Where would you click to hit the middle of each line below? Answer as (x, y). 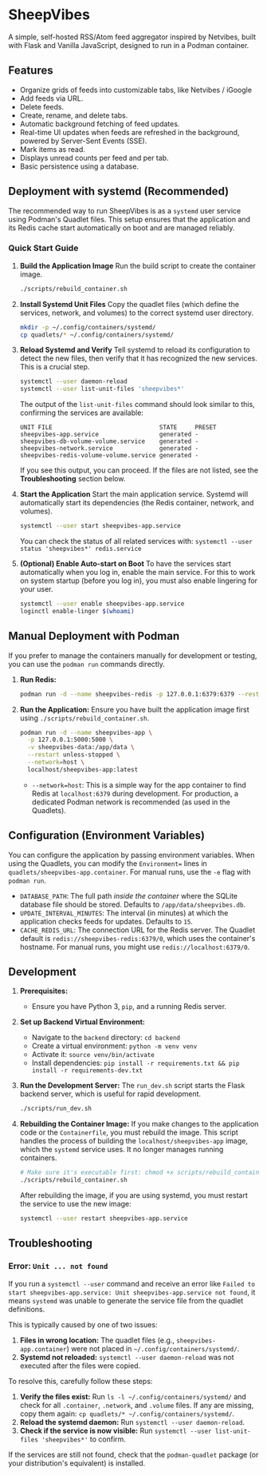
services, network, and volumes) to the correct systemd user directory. (136, 313)
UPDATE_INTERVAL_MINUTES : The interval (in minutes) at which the (124, 912)
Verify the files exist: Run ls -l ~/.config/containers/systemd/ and (133, 1396)
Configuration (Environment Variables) (107, 836)
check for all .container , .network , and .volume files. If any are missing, (137, 1405)
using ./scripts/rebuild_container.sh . (84, 718)
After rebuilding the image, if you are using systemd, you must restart (134, 1195)
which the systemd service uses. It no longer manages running (122, 1150)
